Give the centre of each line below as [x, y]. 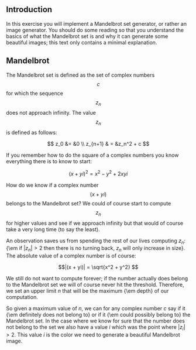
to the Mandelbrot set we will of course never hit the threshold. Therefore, [95, 285]
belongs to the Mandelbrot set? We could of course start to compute [89, 203]
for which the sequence [35, 93]
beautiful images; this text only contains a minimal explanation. [82, 42]
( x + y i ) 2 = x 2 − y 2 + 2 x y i [98, 173]
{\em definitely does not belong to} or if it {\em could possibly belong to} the [98, 315]
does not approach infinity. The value [51, 113]
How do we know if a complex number [52, 185]
